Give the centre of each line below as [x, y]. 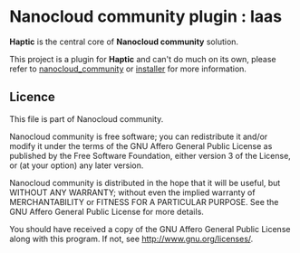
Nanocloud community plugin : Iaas [146, 17]
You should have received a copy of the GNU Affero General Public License [150, 229]
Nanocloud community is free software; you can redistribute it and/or [139, 136]
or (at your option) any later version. [77, 165]
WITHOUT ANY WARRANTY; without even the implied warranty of [132, 192]
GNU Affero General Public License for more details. [106, 211]
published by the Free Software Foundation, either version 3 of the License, [150, 155]
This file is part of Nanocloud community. [87, 118]
